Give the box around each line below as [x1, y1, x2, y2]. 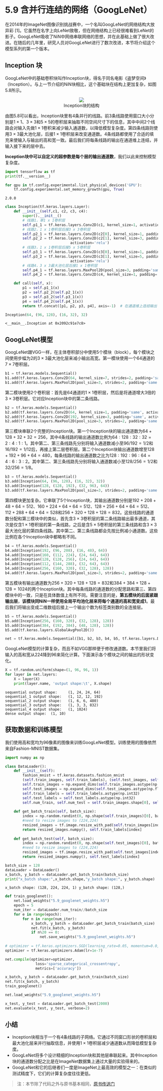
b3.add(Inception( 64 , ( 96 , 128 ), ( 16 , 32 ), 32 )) [5, 479, 105, 484]
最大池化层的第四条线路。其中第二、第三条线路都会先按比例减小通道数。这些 [5, 528, 158, 534]
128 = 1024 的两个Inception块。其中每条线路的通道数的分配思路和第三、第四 [5, 586, 157, 592]
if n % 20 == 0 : [31, 930, 60, 935]
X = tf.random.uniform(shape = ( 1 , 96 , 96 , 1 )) [5, 668, 98, 673]
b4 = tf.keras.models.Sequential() [5, 543, 77, 548]
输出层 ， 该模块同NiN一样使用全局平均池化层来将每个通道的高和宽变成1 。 [5, 598, 151, 604]
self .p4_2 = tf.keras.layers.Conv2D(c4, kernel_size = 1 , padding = [22, 272, 158, 277]
